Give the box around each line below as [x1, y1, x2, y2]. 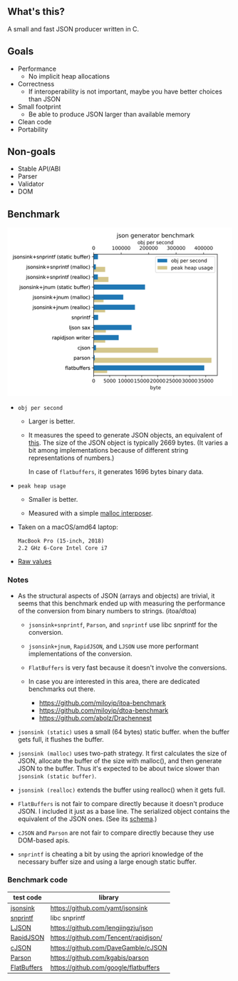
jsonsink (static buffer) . [17, 771, 97, 780]
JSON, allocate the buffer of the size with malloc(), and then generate [17, 756, 222, 765]
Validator [17, 180, 44, 188]
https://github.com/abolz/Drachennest [38, 713, 152, 722]
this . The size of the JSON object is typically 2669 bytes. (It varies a [28, 438, 229, 447]
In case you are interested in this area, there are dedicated [28, 677, 200, 685]
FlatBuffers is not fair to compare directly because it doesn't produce [17, 799, 224, 808]
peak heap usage [17, 483, 66, 490]
